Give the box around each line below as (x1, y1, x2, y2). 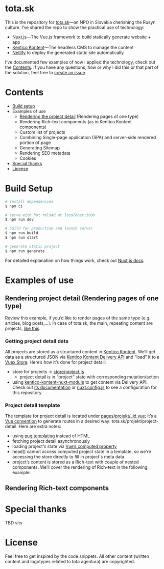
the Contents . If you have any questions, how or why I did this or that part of (5, 64, 159, 70)
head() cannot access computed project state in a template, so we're (12, 449, 152, 455)
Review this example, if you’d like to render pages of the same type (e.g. (5, 315, 151, 321)
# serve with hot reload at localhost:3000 (5, 212, 95, 218)
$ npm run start (5, 235, 38, 240)
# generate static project (5, 244, 60, 249)
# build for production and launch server (5, 226, 93, 231)
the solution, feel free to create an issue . (5, 69, 87, 75)
